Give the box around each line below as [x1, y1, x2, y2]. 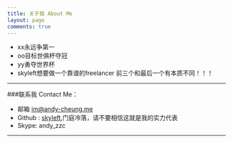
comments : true [7, 23, 51, 30]
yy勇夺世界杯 [17, 60, 55, 69]
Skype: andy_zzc [17, 121, 66, 130]
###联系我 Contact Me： [7, 90, 78, 99]
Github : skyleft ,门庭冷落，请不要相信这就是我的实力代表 [17, 114, 178, 122]
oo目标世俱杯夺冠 [17, 51, 68, 60]
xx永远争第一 [17, 43, 55, 51]
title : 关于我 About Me [7, 10, 73, 17]
